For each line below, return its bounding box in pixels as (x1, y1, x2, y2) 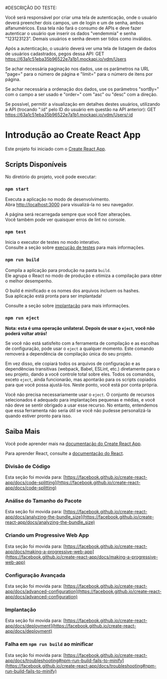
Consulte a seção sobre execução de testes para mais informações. (5, 244, 145, 250)
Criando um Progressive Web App (5, 532, 89, 539)
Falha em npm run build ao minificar (5, 641, 94, 648)
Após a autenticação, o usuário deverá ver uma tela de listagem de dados (5, 46, 157, 51)
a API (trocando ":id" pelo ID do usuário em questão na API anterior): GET (5, 107, 156, 112)
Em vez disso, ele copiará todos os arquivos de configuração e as (5, 361, 141, 367)
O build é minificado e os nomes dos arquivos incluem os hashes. (5, 287, 140, 293)
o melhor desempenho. (5, 278, 53, 284)
